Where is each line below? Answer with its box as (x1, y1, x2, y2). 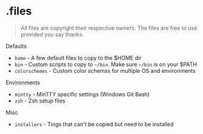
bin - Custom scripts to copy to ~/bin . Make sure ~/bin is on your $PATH (14, 61, 198, 68)
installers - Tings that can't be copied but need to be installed (14, 120, 174, 128)
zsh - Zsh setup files (14, 97, 66, 104)
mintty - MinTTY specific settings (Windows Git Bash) (14, 90, 150, 98)
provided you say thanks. (20, 30, 84, 38)
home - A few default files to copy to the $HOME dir (14, 54, 142, 61)
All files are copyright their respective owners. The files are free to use (20, 24, 198, 32)
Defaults (5, 42, 27, 50)
